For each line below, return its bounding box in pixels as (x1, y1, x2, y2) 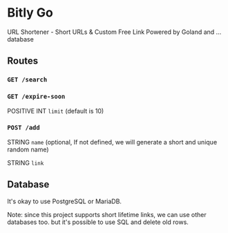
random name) (7, 145, 50, 153)
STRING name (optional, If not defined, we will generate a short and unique (7, 138, 218, 146)
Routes (7, 55, 39, 67)
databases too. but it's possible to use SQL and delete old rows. (7, 218, 189, 226)
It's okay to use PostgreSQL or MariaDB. (7, 197, 122, 205)
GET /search (7, 76, 48, 84)
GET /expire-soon (7, 93, 66, 101)
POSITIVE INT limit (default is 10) (7, 106, 104, 115)
